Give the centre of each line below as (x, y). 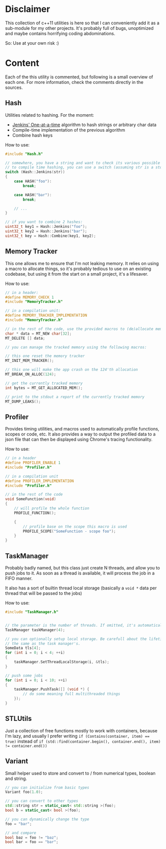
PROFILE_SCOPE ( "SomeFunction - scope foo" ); (69, 531)
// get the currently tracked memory (44, 383)
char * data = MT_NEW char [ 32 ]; (38, 334)
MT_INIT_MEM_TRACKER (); (30, 361)
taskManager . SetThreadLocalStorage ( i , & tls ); (62, 662)
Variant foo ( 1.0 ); (24, 792)
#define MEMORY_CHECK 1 (30, 297)
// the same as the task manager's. (43, 643)
